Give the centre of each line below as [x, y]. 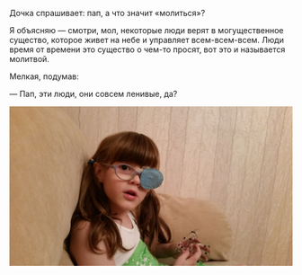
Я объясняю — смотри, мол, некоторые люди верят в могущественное [147, 30]
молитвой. [29, 59]
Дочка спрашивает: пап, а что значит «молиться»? [107, 13]
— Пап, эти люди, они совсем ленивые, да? [93, 94]
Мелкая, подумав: [44, 76]
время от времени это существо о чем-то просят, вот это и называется [147, 49]
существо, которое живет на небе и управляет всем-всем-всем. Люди [147, 40]
